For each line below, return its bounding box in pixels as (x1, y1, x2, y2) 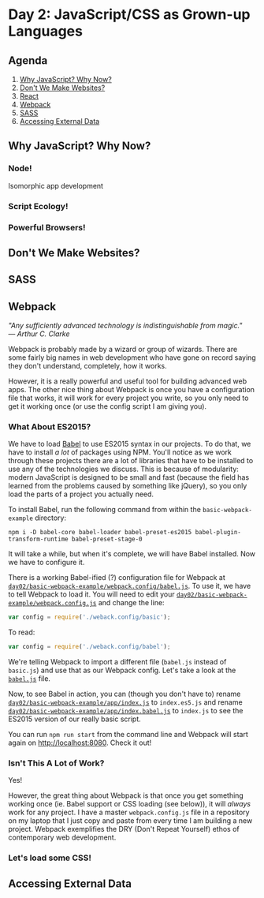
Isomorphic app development (8, 181, 104, 190)
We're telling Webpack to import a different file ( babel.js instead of (8, 657, 227, 667)
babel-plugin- (195, 529, 242, 537)
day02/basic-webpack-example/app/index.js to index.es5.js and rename (8, 698, 243, 707)
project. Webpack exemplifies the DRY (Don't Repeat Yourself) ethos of (8, 825, 240, 834)
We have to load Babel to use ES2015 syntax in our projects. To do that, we (8, 440, 251, 449)
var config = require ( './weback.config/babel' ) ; (8, 643, 171, 651)
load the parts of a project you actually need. (8, 489, 154, 499)
